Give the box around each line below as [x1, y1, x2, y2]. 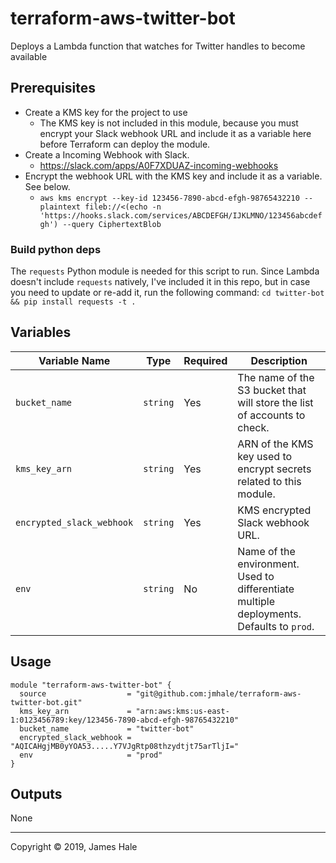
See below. [24, 180, 71, 192]
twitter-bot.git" [10, 697, 83, 707]
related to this [237, 474, 302, 488]
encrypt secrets [237, 462, 312, 476]
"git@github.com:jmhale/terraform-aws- [135, 688, 302, 699]
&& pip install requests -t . [10, 297, 137, 307]
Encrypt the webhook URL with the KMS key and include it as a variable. [24, 170, 323, 182]
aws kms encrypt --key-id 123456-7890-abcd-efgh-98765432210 [39, 193, 300, 203]
